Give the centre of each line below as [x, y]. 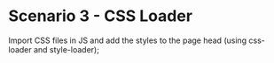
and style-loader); [66, 49]
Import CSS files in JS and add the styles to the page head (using [128, 40]
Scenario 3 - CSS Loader [100, 16]
